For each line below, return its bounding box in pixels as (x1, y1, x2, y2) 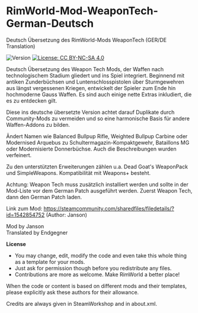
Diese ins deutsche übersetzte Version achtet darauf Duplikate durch (6, 108, 175, 116)
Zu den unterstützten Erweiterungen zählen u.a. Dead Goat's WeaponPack (6, 163, 189, 170)
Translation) (6, 43, 36, 50)
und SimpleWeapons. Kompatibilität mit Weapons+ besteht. (6, 169, 151, 176)
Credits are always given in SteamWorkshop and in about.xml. (6, 300, 157, 307)
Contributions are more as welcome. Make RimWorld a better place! (14, 271, 180, 278)
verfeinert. (6, 151, 32, 158)
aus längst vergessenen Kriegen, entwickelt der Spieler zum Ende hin (6, 84, 176, 91)
